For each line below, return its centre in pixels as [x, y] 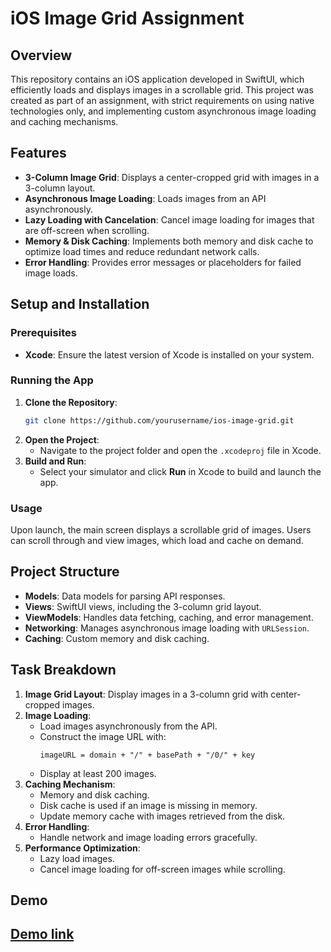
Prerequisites [43, 333]
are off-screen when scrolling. [87, 230]
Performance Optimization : [82, 848]
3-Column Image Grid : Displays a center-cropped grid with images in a [172, 177]
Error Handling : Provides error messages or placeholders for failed [163, 262]
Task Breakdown [63, 670]
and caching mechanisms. [64, 121]
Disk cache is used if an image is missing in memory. [148, 805]
